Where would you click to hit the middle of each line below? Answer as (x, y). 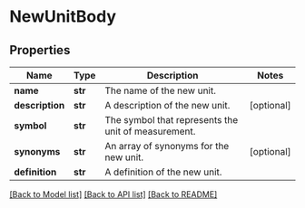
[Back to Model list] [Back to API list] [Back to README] (113, 194)
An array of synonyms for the (167, 146)
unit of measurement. (150, 131)
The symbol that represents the (171, 120)
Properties (40, 50)
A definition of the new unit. (163, 172)
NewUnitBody (63, 17)
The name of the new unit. (160, 90)
